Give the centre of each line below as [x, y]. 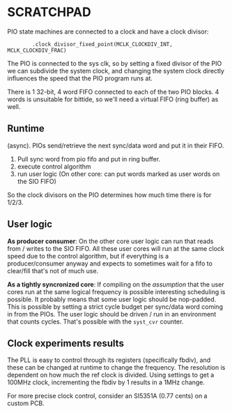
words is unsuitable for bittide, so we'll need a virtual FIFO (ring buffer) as [113, 99]
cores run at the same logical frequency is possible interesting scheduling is [116, 291]
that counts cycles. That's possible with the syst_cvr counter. [95, 321]
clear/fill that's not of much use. [53, 270]
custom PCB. [26, 403]
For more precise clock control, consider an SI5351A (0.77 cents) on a [107, 396]
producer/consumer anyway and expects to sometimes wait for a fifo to [110, 263]
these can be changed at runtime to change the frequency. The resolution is [116, 368]
